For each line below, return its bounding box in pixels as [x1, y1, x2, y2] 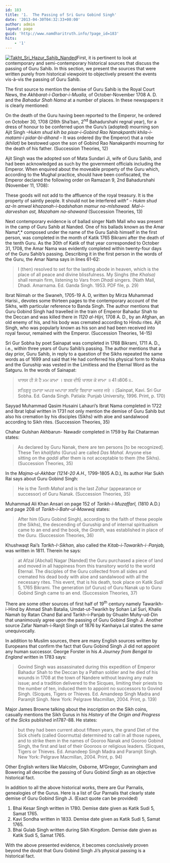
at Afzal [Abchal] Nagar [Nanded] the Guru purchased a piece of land [17, 557, 163, 563]
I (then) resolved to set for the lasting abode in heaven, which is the [17, 266, 159, 273]
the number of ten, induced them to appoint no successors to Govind [17, 686, 162, 692]
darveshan [5, 208, 28, 214]
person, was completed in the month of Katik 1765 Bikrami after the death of [5, 235, 164, 241]
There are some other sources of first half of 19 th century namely [5, 600, 141, 607]
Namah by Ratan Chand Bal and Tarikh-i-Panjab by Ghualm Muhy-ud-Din [5, 612, 158, 618]
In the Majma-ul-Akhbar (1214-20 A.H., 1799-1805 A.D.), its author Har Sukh [5, 470, 164, 476]
